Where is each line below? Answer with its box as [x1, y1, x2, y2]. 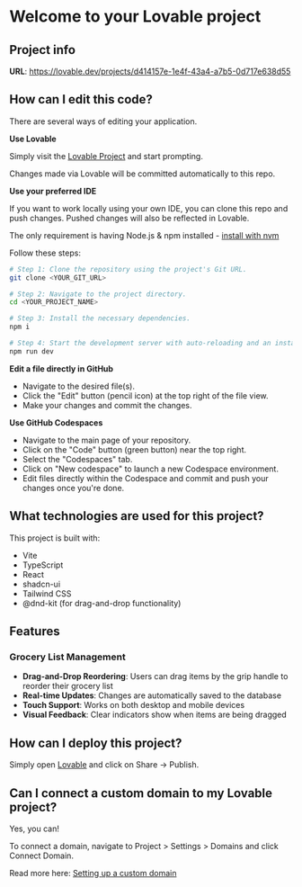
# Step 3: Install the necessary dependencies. [9, 314, 191, 323]
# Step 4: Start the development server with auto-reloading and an [9, 339, 271, 348]
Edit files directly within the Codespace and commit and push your [22, 472, 269, 483]
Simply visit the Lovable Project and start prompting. [9, 150, 204, 161]
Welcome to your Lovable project [9, 6, 262, 27]
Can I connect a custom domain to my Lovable [9, 785, 272, 801]
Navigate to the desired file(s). [22, 381, 135, 391]
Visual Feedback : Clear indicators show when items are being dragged [22, 709, 288, 721]
